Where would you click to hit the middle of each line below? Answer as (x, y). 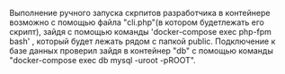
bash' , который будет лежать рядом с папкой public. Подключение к (142, 41)
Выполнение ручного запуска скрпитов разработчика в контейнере (140, 13)
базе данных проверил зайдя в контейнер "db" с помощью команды (142, 51)
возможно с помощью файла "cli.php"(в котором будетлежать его (137, 22)
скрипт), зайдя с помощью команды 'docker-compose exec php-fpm (141, 32)
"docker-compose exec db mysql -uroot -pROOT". (102, 60)
